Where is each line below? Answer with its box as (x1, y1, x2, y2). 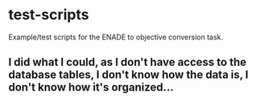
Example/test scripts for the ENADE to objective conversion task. (8, 32, 224, 42)
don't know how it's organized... (8, 80, 175, 94)
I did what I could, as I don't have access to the (8, 55, 247, 69)
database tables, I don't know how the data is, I (8, 68, 249, 82)
